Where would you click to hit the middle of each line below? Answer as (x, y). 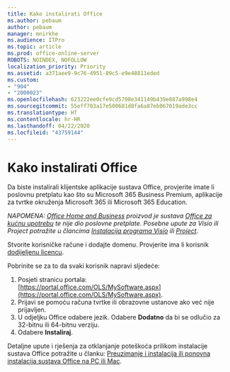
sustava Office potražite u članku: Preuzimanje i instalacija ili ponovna (109, 354)
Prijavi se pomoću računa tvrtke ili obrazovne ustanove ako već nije (116, 303)
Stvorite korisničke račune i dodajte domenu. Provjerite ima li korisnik (108, 244)
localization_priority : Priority (57, 67)
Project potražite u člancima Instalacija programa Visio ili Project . (103, 231)
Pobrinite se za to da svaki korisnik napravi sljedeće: (84, 266)
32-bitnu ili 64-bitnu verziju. (58, 325)
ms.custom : (23, 80)
